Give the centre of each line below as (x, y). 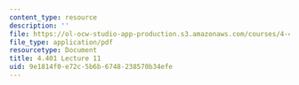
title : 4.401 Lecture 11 (55, 58)
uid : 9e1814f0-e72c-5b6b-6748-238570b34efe (91, 67)
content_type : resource (53, 17)
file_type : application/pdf (61, 42)
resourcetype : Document (53, 50)
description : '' (39, 26)
